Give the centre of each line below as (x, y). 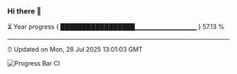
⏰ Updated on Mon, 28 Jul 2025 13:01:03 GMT (75, 50)
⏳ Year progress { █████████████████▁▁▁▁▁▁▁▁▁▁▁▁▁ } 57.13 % (116, 27)
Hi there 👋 (25, 11)
